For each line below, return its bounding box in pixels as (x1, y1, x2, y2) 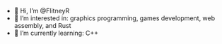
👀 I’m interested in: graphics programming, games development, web (13, 14, 216, 22)
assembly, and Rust (13, 22, 72, 29)
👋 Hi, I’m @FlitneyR (13, 7, 70, 15)
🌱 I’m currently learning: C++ (13, 29, 99, 37)
